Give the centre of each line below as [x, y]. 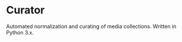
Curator [25, 10]
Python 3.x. [20, 32]
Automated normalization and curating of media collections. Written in [91, 26]
